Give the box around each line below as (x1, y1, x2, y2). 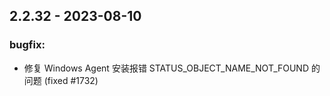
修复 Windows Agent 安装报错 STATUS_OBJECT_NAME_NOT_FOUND (23, 62, 310, 74)
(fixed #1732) (43, 74, 99, 86)
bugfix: (9, 38, 46, 52)
